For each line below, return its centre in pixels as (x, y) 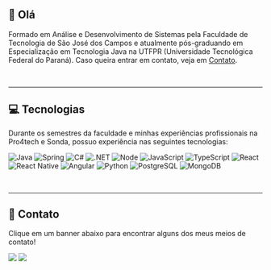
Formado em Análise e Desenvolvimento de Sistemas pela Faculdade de (128, 34)
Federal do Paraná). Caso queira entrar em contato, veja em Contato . (123, 60)
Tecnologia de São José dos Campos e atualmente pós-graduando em (126, 43)
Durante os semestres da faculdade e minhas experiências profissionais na (133, 133)
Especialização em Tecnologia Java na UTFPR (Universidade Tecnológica (131, 51)
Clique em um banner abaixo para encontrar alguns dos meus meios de (127, 234)
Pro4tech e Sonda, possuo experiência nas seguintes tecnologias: (118, 141)
